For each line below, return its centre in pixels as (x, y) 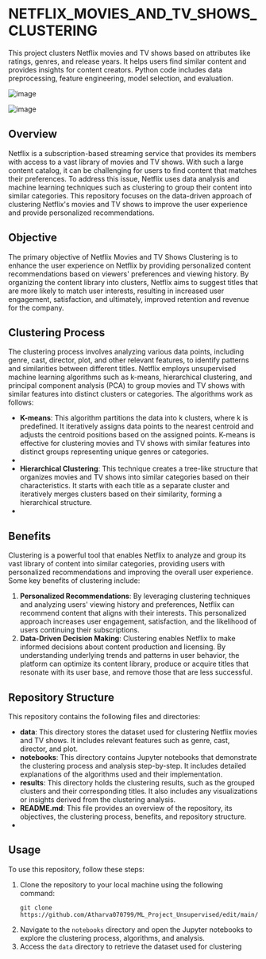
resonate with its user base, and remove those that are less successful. (136, 672)
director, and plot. (48, 749)
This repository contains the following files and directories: (104, 716)
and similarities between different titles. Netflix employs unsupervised (122, 369)
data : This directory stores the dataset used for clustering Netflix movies (139, 732)
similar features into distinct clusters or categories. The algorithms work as (131, 394)
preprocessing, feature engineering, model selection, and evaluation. (121, 78)
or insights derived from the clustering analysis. (98, 800)
